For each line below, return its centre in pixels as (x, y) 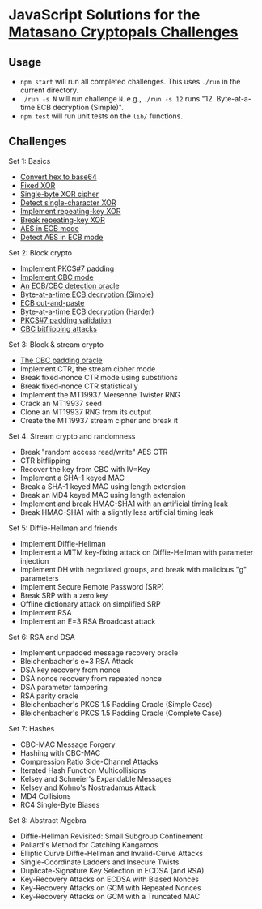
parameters (39, 578)
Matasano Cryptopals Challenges (123, 32)
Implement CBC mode (57, 277)
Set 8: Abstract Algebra (47, 820)
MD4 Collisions (45, 795)
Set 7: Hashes (32, 728)
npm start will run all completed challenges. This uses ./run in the (130, 81)
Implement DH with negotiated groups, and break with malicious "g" (133, 569)
